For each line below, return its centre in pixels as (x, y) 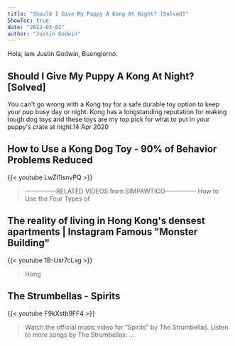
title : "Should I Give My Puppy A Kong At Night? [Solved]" (98, 14)
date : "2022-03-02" (36, 27)
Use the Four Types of (57, 199)
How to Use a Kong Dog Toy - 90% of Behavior (112, 149)
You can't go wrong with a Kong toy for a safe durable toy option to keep (114, 104)
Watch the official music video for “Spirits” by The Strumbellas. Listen (126, 327)
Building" (29, 243)
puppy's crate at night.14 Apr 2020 (58, 127)
